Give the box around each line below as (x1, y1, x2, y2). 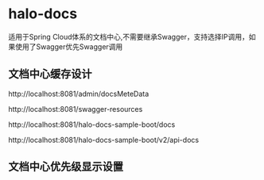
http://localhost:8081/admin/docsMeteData (8, 89, 149, 98)
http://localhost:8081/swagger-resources (8, 104, 143, 113)
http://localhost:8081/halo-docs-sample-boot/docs (8, 120, 176, 129)
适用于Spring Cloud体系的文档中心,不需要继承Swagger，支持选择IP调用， (8, 32, 249, 41)
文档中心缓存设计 (8, 67, 92, 81)
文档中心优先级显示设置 (8, 160, 123, 174)
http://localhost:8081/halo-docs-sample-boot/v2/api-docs (8, 135, 200, 144)
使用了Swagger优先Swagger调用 (14, 41, 123, 52)
